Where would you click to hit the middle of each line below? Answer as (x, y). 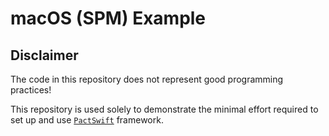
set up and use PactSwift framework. (87, 120)
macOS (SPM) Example (108, 18)
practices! (31, 90)
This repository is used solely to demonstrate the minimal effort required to (164, 109)
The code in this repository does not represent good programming (147, 79)
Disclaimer (44, 55)
